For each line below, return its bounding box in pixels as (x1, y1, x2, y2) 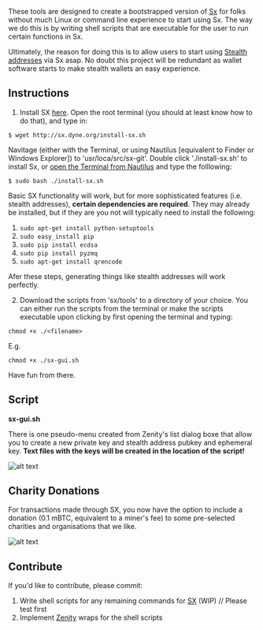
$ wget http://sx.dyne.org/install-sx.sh (8, 131, 146, 139)
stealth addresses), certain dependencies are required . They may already (8, 199, 250, 208)
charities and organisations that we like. (8, 522, 137, 531)
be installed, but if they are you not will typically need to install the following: (8, 207, 256, 217)
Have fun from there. (8, 370, 76, 379)
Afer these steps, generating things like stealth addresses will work (8, 271, 226, 281)
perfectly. (8, 280, 39, 289)
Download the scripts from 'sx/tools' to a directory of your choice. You (19, 295, 248, 304)
